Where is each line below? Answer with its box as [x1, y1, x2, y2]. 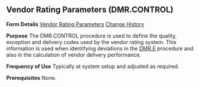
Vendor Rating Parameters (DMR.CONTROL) [6, 5, 174, 15]
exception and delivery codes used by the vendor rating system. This [6, 38, 177, 45]
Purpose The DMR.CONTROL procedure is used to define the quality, [6, 32, 177, 39]
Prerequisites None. [6, 74, 57, 81]
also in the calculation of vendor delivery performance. [6, 51, 142, 58]
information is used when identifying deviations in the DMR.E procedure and [6, 45, 194, 52]
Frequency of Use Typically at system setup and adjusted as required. [6, 63, 179, 70]
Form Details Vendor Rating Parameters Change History [6, 20, 145, 27]
